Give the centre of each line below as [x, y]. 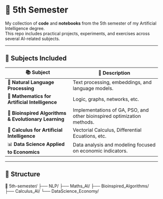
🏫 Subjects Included [36, 58]
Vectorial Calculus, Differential [107, 130]
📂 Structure [23, 174]
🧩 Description [114, 73]
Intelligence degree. [25, 28]
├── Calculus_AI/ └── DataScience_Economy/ [52, 191]
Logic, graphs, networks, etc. [106, 99]
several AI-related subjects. [33, 39]
